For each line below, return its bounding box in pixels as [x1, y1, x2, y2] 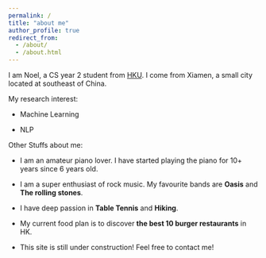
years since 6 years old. [19, 164, 98, 173]
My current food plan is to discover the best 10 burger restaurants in [19, 219, 247, 228]
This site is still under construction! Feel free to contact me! [19, 243, 214, 252]
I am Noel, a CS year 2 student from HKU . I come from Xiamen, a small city [8, 71, 253, 79]
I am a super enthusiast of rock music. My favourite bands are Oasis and [19, 179, 258, 189]
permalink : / [8, 11, 52, 20]
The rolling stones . [19, 188, 83, 197]
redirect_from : [8, 33, 59, 42]
